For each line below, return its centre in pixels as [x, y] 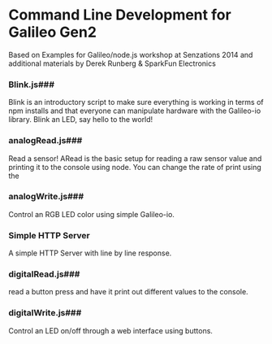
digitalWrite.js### [45, 313]
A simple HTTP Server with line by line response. [90, 253]
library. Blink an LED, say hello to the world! [81, 120]
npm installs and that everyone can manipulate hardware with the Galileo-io [135, 111]
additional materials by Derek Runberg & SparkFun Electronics [112, 63]
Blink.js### [32, 85]
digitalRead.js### [44, 274]
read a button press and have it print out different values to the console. [129, 292]
